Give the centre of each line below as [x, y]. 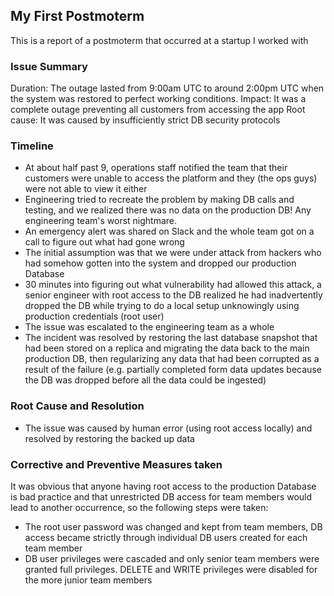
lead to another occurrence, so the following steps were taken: [139, 507]
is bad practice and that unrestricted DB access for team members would [161, 497]
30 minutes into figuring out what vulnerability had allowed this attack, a [173, 285]
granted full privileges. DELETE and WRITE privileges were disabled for [171, 569]
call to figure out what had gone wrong [104, 242]
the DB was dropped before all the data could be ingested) [145, 380]
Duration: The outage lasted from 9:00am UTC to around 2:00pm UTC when [167, 88]
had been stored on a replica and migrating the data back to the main [167, 348]
